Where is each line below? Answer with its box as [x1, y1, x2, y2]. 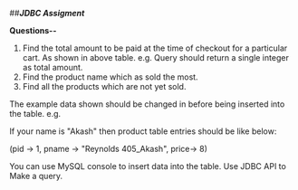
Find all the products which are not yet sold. [22, 81, 187, 91]
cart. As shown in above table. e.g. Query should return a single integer [22, 52, 290, 62]
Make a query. [9, 171, 63, 181]
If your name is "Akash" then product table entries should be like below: [9, 126, 277, 137]
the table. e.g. [9, 109, 62, 119]
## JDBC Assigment [9, 8, 85, 18]
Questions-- [9, 25, 57, 35]
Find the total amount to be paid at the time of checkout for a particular [22, 43, 288, 53]
